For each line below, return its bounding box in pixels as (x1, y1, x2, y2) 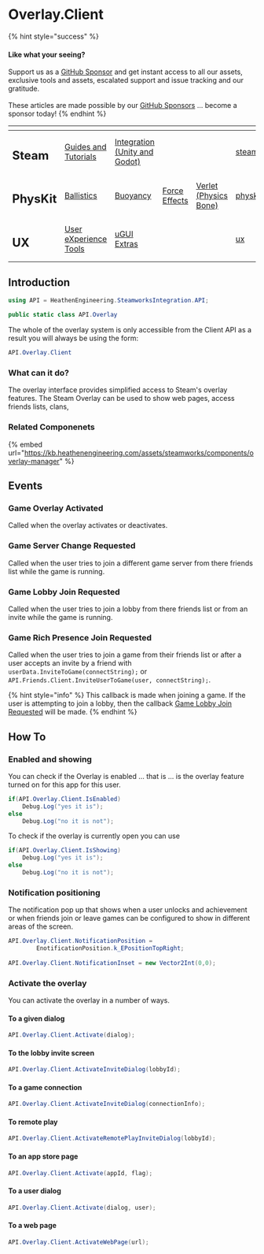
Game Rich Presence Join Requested (8, 632, 152, 643)
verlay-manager (8, 456, 60, 466)
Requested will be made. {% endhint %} (8, 707, 137, 717)
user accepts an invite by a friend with (8, 659, 132, 668)
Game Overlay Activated (8, 503, 104, 514)
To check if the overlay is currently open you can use (8, 831, 181, 840)
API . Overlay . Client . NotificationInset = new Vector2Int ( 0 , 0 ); (8, 959, 216, 966)
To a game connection (8, 1082, 82, 1092)
